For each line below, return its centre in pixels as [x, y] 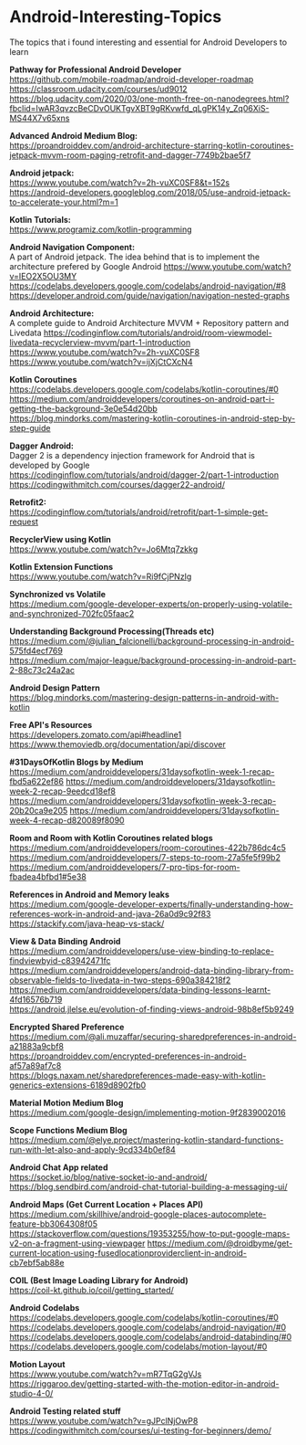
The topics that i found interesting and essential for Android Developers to [148, 42]
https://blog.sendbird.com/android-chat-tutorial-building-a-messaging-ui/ [149, 1187]
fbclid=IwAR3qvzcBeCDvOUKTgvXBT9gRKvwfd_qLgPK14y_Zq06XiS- [140, 108]
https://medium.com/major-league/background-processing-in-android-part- [153, 660]
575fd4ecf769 [36, 650]
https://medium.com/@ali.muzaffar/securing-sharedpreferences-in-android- [153, 1036]
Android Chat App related [59, 1167]
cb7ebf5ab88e [37, 1262]
